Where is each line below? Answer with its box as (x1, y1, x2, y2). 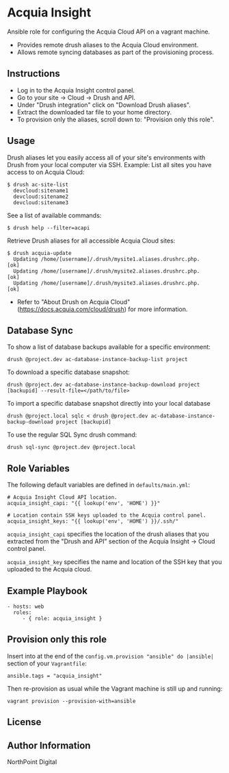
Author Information (7, 739, 91, 751)
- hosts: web (7, 603, 44, 610)
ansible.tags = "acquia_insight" (7, 672, 103, 679)
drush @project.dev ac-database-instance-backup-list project (7, 356, 188, 363)
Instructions (7, 68, 60, 79)
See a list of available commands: (7, 211, 102, 219)
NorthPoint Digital (7, 758, 57, 766)
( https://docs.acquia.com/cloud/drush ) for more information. (16, 305, 188, 313)
